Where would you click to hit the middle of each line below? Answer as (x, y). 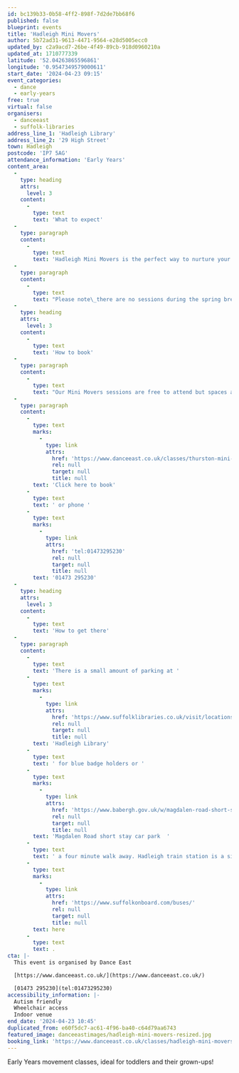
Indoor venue (33, 1015)
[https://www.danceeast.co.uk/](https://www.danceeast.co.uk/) (109, 975)
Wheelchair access (41, 1008)
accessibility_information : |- (54, 995)
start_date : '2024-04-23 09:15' (55, 73)
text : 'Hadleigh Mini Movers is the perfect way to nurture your (132, 260)
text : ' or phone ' (62, 505)
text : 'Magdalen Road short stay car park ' (102, 836)
